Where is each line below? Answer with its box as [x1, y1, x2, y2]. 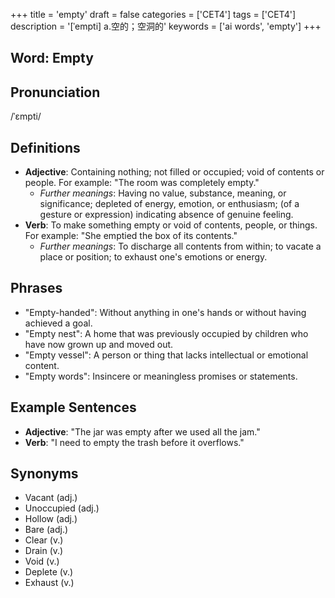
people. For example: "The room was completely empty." [24, 177, 260, 189]
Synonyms [10, 465, 79, 483]
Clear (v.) [24, 534, 64, 546]
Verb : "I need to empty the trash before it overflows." [24, 436, 245, 448]
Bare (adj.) [24, 524, 69, 536]
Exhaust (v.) [24, 577, 75, 589]
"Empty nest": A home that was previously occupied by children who [24, 327, 309, 339]
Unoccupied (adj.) [24, 502, 100, 514]
